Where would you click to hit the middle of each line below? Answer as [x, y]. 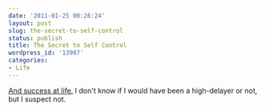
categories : [28, 61]
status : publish [35, 38]
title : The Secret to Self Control [68, 46]
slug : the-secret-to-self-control [66, 30]
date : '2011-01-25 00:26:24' [57, 16]
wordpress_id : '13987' [46, 53]
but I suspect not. [37, 99]
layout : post [30, 23]
